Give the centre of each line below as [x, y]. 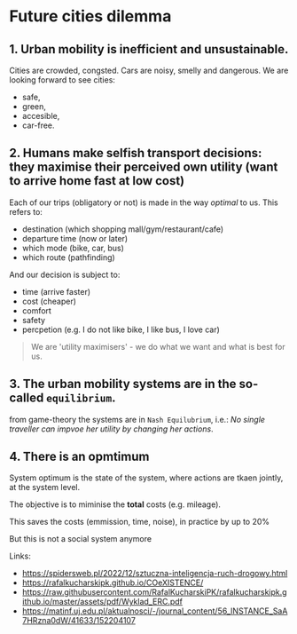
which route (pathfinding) [68, 257]
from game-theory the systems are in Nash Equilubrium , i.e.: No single [137, 419]
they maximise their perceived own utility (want [144, 167]
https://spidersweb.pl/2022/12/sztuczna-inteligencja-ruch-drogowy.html [155, 574]
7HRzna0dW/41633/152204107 [78, 621]
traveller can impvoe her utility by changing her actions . [112, 429]
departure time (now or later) [75, 238]
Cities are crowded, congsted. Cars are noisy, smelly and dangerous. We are [149, 70]
